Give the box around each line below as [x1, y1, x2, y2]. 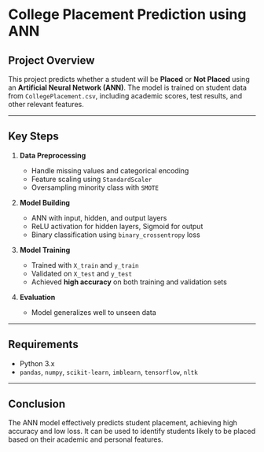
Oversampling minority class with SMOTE [31, 183, 159, 192]
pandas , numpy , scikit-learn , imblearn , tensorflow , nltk [19, 367, 198, 376]
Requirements [8, 338, 79, 351]
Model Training [19, 245, 71, 254]
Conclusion [8, 398, 66, 411]
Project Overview [8, 54, 95, 67]
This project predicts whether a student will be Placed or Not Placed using [8, 75, 250, 83]
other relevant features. [8, 100, 84, 109]
